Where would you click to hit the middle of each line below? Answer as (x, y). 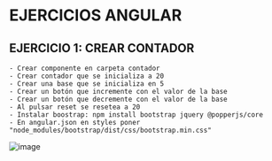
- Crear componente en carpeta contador (85, 68)
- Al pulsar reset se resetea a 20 (75, 107)
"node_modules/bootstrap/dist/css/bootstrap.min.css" (111, 130)
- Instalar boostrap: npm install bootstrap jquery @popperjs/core (136, 115)
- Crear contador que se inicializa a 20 (87, 76)
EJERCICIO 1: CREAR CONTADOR (102, 48)
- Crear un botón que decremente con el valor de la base (118, 99)
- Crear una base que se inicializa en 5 (87, 84)
